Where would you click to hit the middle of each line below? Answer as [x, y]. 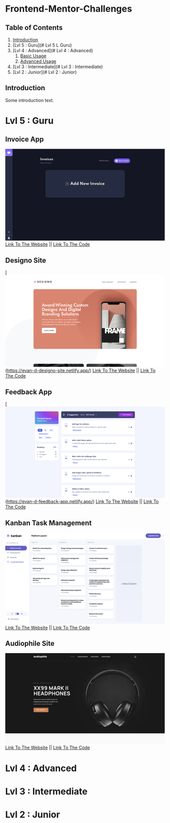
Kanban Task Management [49, 523]
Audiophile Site [30, 644]
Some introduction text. [30, 100]
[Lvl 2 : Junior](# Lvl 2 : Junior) [45, 72]
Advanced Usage [38, 61]
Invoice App [25, 139]
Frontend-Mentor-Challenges [69, 9]
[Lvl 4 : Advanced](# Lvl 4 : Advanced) [53, 50]
